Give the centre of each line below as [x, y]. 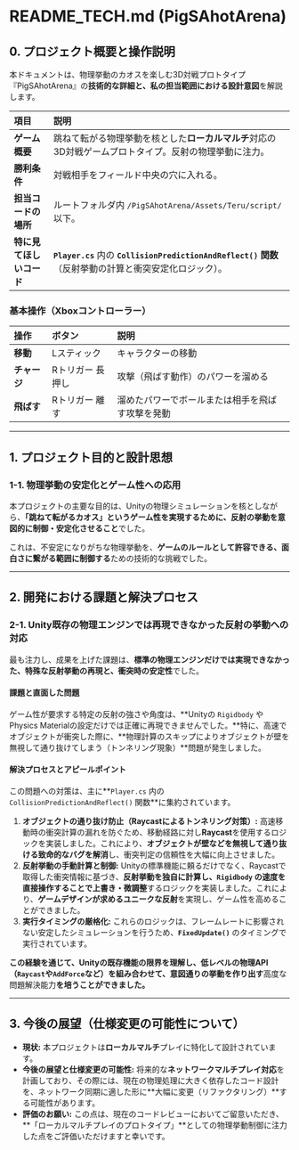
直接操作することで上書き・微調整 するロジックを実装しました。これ [147, 888]
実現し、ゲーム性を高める [232, 899]
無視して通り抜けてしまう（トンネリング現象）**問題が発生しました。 [138, 747]
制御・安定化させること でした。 [91, 528]
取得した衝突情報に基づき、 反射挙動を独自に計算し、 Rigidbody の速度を [154, 877]
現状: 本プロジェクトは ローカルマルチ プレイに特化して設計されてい [145, 1047]
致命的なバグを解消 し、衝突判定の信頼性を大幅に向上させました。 [159, 855]
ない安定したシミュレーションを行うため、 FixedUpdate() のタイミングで [154, 933]
